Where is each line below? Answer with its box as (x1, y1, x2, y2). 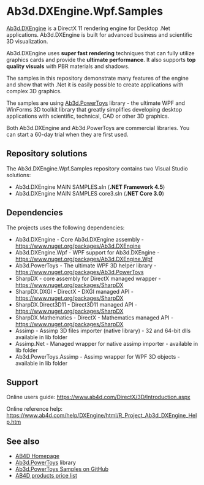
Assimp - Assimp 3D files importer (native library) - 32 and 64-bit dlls (15, 327, 191, 334)
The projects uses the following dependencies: (6, 224, 125, 231)
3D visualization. (6, 37, 48, 45)
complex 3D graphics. (6, 87, 62, 94)
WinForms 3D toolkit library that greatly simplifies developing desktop (6, 105, 183, 113)
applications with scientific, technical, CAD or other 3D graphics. (6, 112, 170, 120)
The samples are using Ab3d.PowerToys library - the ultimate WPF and (6, 99, 186, 107)
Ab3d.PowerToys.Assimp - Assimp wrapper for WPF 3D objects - (15, 353, 180, 360)
